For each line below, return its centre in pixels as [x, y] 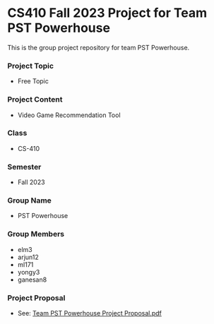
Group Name [29, 200]
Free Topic [33, 81]
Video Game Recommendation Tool [69, 115]
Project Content [35, 100]
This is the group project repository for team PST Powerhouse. [99, 47]
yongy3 [29, 272]
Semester [24, 167]
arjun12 [28, 257]
